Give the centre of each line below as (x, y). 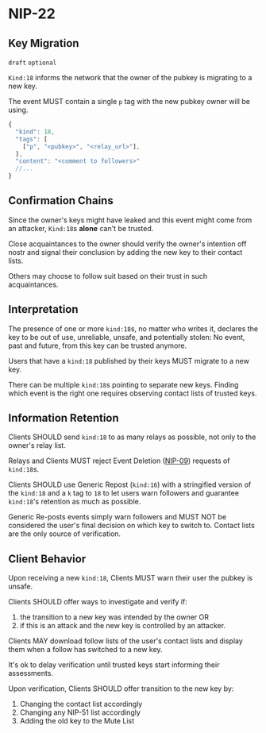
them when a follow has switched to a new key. (85, 650)
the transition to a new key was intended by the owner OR (114, 617)
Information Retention (64, 418)
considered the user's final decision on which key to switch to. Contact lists (132, 526)
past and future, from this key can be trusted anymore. (98, 345)
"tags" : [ (31, 139)
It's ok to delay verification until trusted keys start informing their (114, 665)
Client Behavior (47, 559)
